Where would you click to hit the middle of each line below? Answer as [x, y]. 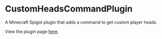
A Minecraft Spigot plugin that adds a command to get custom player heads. [81, 22]
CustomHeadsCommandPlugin [69, 9]
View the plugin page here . [32, 31]
